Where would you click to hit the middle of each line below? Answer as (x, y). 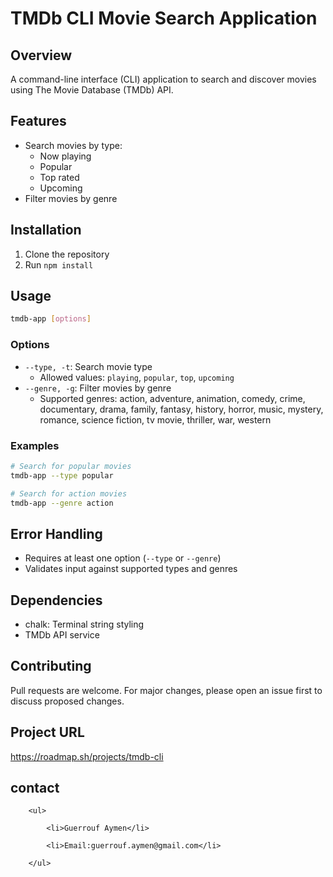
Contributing (51, 666)
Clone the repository (67, 254)
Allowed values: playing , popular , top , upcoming (137, 377)
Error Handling (56, 533)
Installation (46, 230)
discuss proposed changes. (67, 701)
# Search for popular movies (71, 466)
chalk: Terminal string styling (84, 624)
